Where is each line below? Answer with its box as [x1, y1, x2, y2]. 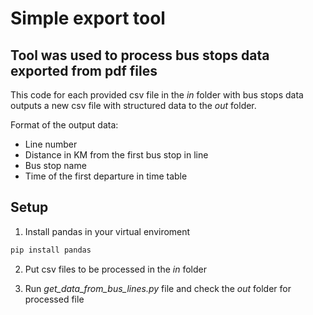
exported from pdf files [10, 62, 158, 79]
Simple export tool [10, 7, 166, 30]
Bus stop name [24, 160, 87, 171]
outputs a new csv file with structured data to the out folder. [10, 100, 257, 111]
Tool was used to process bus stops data [10, 47, 270, 64]
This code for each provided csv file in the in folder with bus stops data [10, 89, 304, 101]
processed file [24, 293, 85, 305]
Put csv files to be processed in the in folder [24, 263, 207, 275]
